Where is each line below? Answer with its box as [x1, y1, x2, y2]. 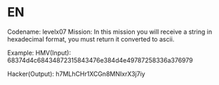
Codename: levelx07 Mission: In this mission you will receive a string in [7, 27, 213, 36]
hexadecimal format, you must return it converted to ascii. [7, 34, 175, 43]
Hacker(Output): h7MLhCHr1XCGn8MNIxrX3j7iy [7, 70, 145, 78]
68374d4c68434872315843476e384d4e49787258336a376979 [7, 55, 193, 64]
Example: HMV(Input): [7, 48, 72, 57]
